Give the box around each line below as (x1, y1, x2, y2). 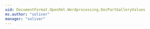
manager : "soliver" (5, 16, 46, 21)
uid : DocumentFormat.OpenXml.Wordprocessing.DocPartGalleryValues (5, 7, 146, 12)
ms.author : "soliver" (5, 12, 50, 17)
